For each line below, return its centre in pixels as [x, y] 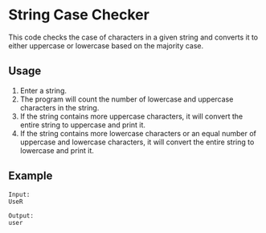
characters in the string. [59, 107]
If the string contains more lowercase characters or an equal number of [138, 133]
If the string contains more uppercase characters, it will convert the [131, 116]
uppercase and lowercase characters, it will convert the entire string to [137, 142]
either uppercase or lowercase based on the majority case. [106, 45]
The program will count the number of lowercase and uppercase [127, 99]
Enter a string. [43, 90]
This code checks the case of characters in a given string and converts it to [133, 37]
